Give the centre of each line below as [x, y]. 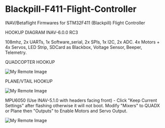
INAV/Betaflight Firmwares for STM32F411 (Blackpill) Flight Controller [75, 23]
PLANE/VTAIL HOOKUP [29, 81]
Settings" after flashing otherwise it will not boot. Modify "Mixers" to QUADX [82, 105]
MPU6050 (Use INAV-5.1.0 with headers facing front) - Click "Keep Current [81, 100]
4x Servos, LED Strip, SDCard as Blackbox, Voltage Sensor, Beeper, [74, 47]
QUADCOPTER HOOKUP [30, 62]
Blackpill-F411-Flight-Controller [71, 9]
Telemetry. [16, 52]
